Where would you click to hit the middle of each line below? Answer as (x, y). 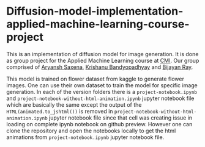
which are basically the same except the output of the (74, 104)
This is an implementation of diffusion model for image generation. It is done (102, 54)
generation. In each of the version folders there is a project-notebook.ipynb (102, 91)
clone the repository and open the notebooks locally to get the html (91, 131)
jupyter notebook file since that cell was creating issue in (121, 118)
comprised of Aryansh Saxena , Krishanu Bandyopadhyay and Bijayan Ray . (100, 67)
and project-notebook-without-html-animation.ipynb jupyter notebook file (100, 98)
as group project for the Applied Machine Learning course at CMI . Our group (103, 60)
